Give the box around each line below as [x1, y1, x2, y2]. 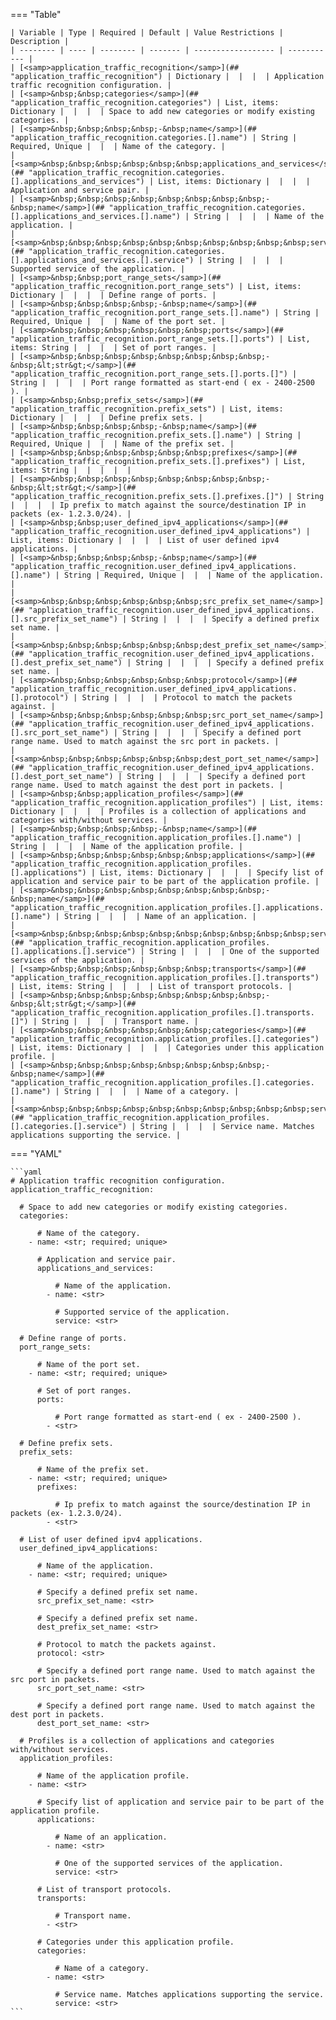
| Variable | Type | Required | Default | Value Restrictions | [10, 28, 284, 38]
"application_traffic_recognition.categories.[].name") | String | [10, 133, 298, 143]
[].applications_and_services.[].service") [10, 255, 195, 265]
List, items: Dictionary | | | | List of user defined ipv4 [10, 535, 280, 545]
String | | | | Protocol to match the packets [81, 693, 293, 703]
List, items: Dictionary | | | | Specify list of [99, 868, 325, 878]
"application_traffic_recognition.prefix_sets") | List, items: [10, 404, 284, 414]
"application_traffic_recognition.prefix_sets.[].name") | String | [10, 430, 302, 440]
